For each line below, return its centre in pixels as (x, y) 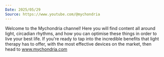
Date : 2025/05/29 (23, 10)
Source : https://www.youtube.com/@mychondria (52, 14)
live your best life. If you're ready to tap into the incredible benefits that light (82, 39)
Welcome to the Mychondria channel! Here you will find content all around (80, 28)
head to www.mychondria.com (36, 49)
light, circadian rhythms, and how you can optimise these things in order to (81, 33)
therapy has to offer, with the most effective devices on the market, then (78, 44)
